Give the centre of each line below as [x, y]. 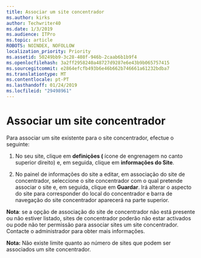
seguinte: [18, 144]
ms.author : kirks [28, 18]
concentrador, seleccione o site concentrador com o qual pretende [99, 180]
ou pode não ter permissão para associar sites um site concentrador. [93, 225]
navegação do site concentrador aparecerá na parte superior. [92, 200]
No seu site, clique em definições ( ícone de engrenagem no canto [99, 156]
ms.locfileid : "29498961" [39, 91]
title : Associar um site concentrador [55, 12]
